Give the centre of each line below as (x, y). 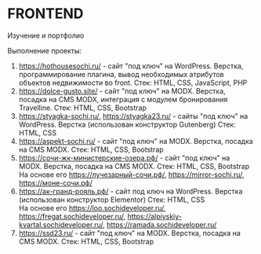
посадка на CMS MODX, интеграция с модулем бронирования (123, 99)
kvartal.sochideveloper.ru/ (61, 224)
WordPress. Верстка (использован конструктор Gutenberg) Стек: (127, 124)
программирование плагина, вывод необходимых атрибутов (121, 74)
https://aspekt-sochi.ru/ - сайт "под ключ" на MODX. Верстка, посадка (136, 141)
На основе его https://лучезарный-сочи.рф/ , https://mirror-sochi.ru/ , (131, 175)
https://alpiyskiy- (154, 216)
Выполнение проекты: (45, 50)
